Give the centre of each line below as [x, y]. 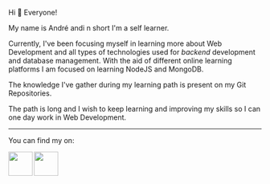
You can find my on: [41, 140]
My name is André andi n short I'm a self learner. [89, 28]
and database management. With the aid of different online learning [121, 61]
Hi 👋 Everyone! [33, 12]
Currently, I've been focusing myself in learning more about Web [115, 43]
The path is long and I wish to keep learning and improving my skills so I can [135, 109]
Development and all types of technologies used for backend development [132, 52]
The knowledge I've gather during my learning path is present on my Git [127, 85]
